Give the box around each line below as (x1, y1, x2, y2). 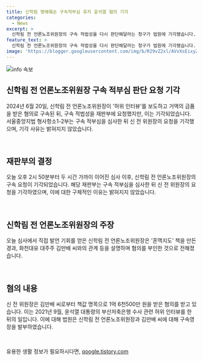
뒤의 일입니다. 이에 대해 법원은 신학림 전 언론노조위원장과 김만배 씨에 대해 (6, 316, 179, 323)
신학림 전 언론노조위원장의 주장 (6, 219, 115, 230)
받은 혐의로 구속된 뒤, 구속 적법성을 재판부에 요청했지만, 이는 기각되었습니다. (12, 110, 192, 117)
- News (11, 20, 28, 26)
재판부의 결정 (6, 156, 53, 167)
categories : (6, 15, 36, 21)
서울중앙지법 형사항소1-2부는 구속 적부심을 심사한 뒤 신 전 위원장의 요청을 (6, 118, 178, 125)
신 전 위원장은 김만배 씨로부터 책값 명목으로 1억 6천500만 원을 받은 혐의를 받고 (6, 300, 190, 308)
